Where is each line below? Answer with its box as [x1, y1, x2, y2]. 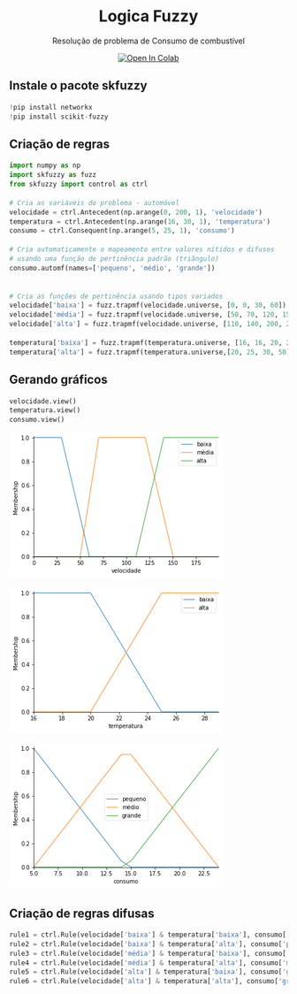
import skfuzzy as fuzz [9, 171, 97, 180]
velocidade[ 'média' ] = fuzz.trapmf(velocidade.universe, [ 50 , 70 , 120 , [9, 310, 278, 319]
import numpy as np [9, 161, 81, 170]
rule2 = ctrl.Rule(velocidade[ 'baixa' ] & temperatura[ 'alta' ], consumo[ [9, 939, 283, 948]
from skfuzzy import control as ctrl [9, 180, 148, 189]
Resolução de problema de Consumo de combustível [51, 35, 246, 46]
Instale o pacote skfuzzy [9, 78, 148, 94]
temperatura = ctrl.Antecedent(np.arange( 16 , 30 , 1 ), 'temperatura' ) [9, 217, 271, 226]
